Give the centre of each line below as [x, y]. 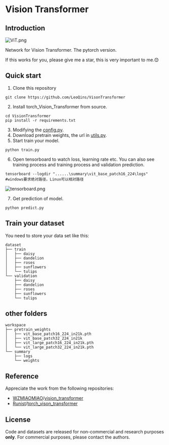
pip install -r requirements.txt [40, 120]
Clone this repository [34, 88]
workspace [16, 325]
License [18, 419]
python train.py [22, 150]
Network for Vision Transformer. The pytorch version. [61, 50]
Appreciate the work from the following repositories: [60, 388]
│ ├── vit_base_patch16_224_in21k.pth [49, 334]
